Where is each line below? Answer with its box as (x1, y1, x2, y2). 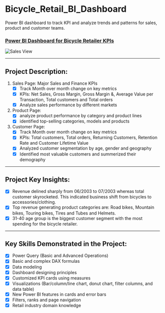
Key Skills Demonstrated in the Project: (5, 240, 127, 248)
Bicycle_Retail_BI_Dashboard (5, 3, 127, 15)
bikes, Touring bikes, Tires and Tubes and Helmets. (12, 210, 116, 216)
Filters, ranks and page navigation (12, 297, 81, 303)
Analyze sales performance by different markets (19, 102, 117, 108)
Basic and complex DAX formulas (12, 258, 80, 264)
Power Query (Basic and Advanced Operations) (12, 252, 109, 259)
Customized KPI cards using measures (12, 275, 91, 281)
